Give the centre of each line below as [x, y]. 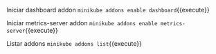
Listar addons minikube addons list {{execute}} [74, 43]
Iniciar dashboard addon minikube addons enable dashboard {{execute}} [108, 10]
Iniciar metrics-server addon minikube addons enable [82, 23]
